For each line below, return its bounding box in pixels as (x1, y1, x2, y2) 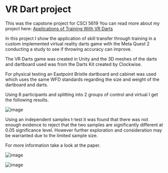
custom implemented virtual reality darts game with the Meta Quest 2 (5, 40, 150, 46)
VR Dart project (5, 4, 71, 15)
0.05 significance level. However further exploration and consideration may (5, 127, 162, 133)
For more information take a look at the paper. (5, 142, 101, 148)
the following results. (5, 97, 49, 103)
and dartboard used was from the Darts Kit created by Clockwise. (5, 61, 142, 67)
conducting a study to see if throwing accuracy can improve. (5, 46, 132, 52)
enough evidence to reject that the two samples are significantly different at (5, 122, 163, 128)
